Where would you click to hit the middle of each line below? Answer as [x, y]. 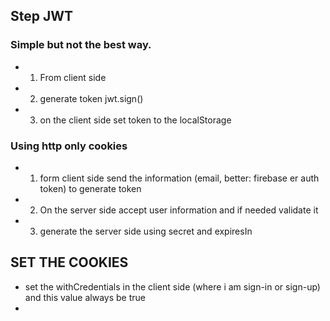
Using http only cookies [69, 146]
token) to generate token [90, 188]
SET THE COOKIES [69, 262]
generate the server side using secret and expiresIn [146, 231]
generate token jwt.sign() [91, 98]
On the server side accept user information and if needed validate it [179, 210]
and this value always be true [85, 297]
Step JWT [42, 16]
